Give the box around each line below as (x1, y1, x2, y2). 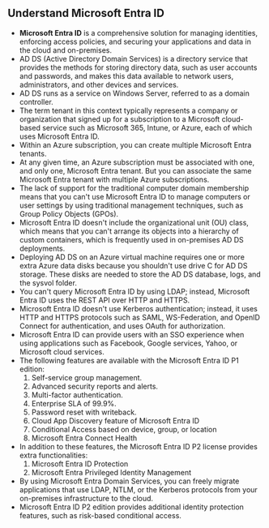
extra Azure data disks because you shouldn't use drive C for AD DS (19, 260, 248, 270)
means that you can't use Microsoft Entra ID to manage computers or (19, 191, 250, 201)
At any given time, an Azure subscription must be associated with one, (19, 157, 255, 167)
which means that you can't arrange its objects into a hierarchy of (19, 226, 240, 236)
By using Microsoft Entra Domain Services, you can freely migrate (19, 476, 240, 486)
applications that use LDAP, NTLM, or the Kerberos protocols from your (19, 484, 258, 494)
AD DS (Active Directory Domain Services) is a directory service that (19, 54, 248, 63)
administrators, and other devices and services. (19, 79, 179, 89)
